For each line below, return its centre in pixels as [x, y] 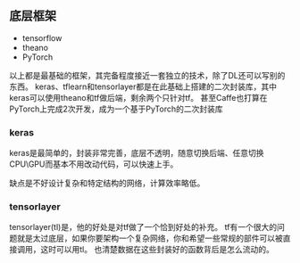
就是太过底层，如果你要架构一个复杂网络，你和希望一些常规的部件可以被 [150, 238]
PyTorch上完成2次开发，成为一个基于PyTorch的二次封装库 [116, 109]
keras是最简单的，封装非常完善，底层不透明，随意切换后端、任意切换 [137, 153]
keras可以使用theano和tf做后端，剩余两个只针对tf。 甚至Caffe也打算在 [138, 97]
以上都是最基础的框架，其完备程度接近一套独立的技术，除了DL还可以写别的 [147, 75]
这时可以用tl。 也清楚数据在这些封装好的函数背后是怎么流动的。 [157, 250]
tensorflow [42, 37]
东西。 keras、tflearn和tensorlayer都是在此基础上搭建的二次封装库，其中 [143, 86]
